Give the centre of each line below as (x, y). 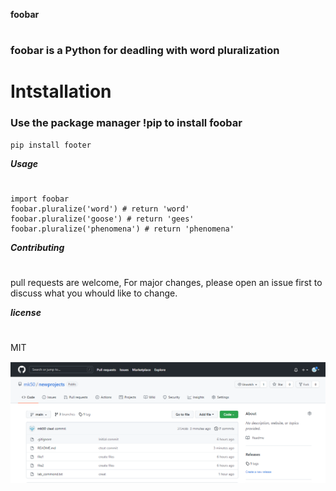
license (26, 313)
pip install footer (51, 145)
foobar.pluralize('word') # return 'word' (100, 209)
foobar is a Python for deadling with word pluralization (145, 51)
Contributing (37, 247)
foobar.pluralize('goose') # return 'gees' (102, 219)
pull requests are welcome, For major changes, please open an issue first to (166, 283)
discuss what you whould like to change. (94, 293)
